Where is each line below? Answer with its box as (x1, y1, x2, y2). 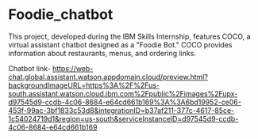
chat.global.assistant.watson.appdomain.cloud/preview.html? (8, 72, 209, 81)
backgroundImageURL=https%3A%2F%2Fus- (8, 81, 160, 90)
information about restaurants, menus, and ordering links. (8, 48, 197, 58)
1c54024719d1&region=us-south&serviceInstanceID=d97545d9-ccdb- (8, 114, 239, 123)
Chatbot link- (8, 63, 51, 73)
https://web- (52, 63, 94, 73)
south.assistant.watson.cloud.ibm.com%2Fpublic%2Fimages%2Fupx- (8, 88, 238, 98)
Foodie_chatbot (8, 6, 114, 24)
